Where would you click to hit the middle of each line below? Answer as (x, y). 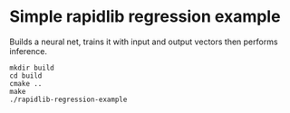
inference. (29, 51)
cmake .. (26, 83)
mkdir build (32, 68)
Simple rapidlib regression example (145, 17)
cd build (26, 75)
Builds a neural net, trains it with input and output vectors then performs (144, 42)
